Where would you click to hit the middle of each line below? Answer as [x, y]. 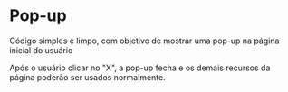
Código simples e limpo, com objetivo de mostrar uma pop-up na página [144, 41]
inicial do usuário [41, 50]
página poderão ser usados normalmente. [87, 77]
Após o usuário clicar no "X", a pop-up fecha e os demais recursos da [140, 68]
